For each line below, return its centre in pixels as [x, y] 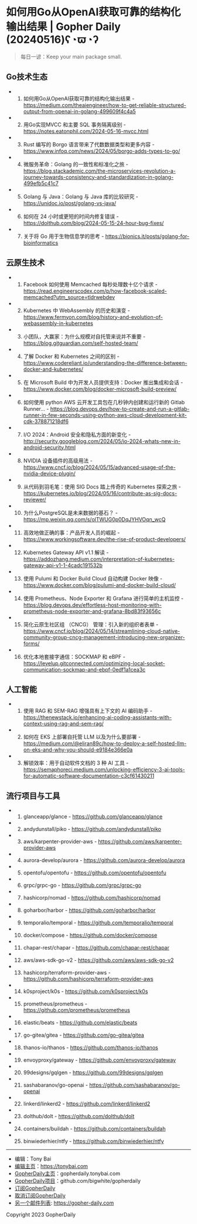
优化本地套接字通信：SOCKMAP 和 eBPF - [74, 656]
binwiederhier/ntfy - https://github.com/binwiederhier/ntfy [94, 1141]
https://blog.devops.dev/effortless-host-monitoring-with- [93, 605]
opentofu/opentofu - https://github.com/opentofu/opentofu [95, 873]
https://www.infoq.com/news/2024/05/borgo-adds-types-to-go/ [102, 151]
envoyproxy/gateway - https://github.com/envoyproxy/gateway [99, 1060]
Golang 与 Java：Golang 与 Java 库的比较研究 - [81, 196]
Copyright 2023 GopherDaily [41, 1215]
